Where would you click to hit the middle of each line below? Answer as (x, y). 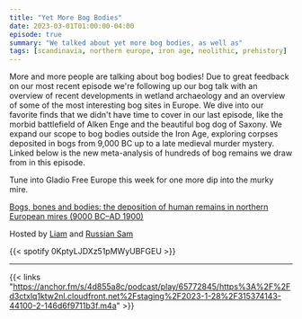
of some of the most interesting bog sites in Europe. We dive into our (137, 105)
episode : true (36, 34)
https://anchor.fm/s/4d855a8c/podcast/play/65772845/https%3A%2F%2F (152, 287)
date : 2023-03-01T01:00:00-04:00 (72, 26)
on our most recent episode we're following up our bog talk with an (133, 86)
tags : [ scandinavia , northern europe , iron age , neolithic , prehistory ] (148, 51)
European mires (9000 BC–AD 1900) (76, 217)
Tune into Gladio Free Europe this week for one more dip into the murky (142, 180)
